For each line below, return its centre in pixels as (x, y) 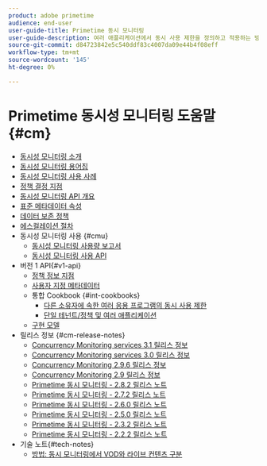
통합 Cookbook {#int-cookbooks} (86, 295)
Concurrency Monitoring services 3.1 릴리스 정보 (110, 345)
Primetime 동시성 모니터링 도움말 (112, 116)
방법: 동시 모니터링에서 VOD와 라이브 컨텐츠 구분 (107, 454)
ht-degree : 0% (32, 67)
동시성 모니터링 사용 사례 (58, 176)
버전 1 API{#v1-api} (50, 265)
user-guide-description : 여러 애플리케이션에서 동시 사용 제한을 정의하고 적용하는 (130, 38)
